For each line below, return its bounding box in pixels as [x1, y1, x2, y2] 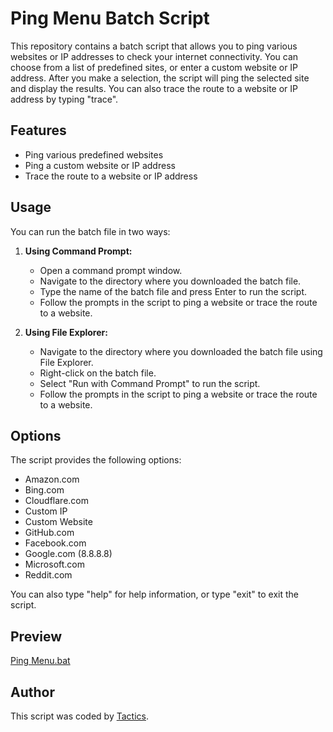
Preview [10, 628, 63, 645]
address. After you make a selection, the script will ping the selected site [10, 72, 310, 84]
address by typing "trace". [10, 93, 119, 105]
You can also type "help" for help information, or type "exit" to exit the [10, 588, 299, 601]
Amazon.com [24, 473, 80, 486]
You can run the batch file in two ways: [10, 225, 171, 237]
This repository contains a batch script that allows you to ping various [10, 40, 298, 52]
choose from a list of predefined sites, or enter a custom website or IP [10, 61, 299, 73]
